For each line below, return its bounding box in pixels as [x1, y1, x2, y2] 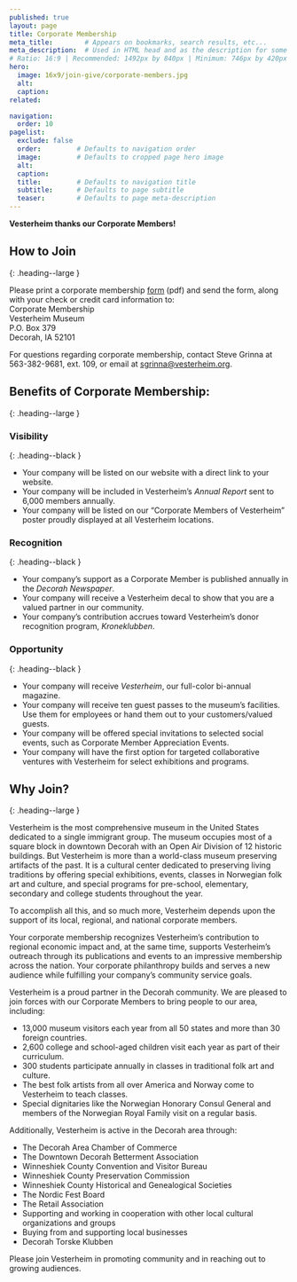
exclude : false [17, 137, 74, 146]
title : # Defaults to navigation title [17, 177, 197, 186]
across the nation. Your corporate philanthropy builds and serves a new [9, 960, 270, 971]
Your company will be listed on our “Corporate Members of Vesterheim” [21, 505, 285, 515]
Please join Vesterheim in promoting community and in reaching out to [9, 1254, 266, 1264]
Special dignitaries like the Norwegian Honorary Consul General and [21, 1098, 272, 1109]
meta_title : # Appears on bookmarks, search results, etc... [9, 37, 268, 47]
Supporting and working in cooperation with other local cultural [21, 1208, 254, 1219]
